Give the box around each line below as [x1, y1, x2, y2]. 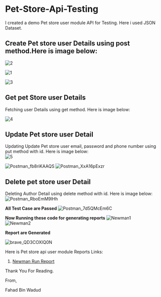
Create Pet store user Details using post [5, 39, 130, 48]
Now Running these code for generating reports [5, 215, 105, 221]
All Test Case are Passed [5, 205, 57, 211]
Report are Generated [5, 230, 51, 236]
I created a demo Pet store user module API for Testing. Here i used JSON [5, 20, 156, 26]
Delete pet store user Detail [5, 177, 91, 186]
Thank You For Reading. [5, 268, 54, 274]
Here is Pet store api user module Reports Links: [5, 249, 104, 255]
